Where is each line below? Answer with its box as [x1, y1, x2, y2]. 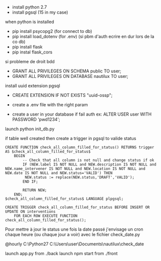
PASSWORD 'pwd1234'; [12, 117, 60, 122]
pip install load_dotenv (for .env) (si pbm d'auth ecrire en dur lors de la [12, 34, 155, 39]
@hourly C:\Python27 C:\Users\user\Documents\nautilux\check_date [5, 241, 144, 247]
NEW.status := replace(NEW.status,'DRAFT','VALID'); [24, 175, 135, 180]
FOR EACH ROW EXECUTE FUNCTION [14, 214, 78, 218]
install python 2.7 [12, 4, 47, 10]
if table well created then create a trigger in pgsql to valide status [5, 136, 137, 141]
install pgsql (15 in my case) [12, 9, 69, 15]
